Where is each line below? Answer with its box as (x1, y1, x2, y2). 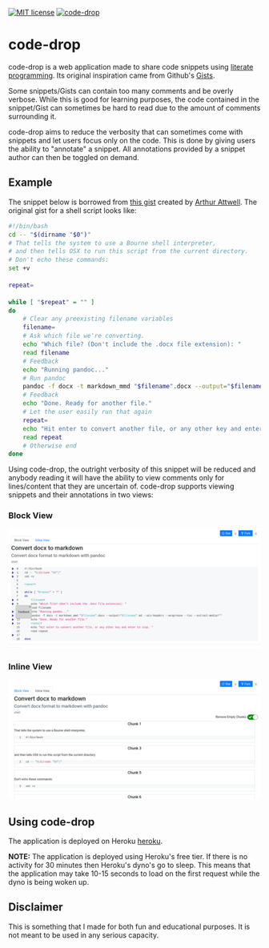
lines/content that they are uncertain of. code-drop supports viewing (8, 481, 235, 492)
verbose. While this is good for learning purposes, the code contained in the (8, 94, 260, 104)
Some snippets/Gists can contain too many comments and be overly (8, 86, 234, 95)
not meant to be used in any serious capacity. (8, 930, 159, 940)
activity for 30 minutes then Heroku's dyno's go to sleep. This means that (8, 861, 251, 870)
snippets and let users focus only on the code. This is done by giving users (8, 135, 256, 145)
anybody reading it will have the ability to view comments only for (8, 473, 225, 483)
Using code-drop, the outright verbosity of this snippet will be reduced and (8, 464, 256, 474)
